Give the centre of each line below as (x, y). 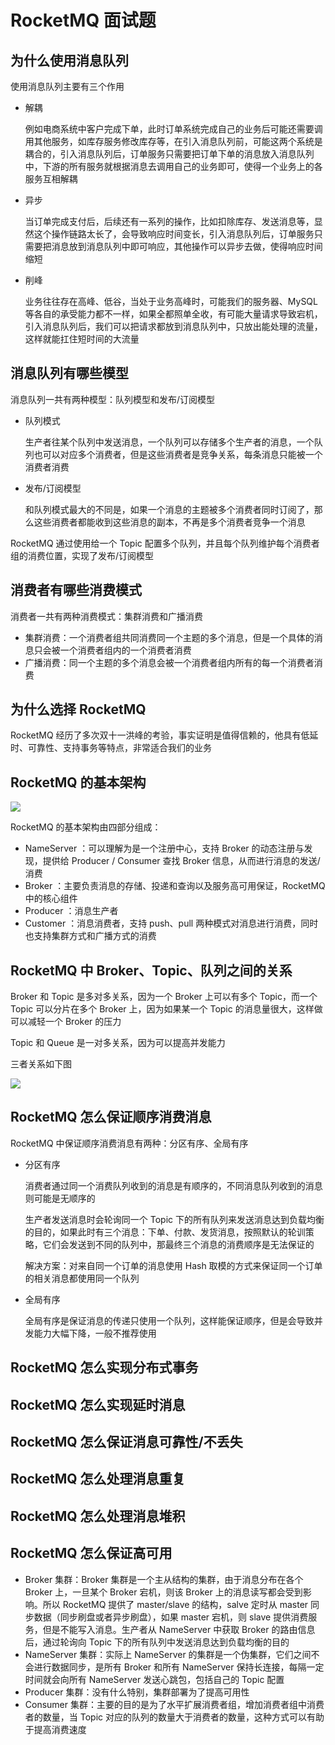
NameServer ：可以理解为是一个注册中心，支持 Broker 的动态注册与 (164, 848)
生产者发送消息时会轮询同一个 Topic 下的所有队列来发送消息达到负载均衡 (174, 1219)
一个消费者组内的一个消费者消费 (125, 650)
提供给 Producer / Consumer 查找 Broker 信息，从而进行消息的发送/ (181, 861)
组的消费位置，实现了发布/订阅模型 (82, 555)
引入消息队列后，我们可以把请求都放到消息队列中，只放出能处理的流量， (173, 326)
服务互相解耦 (51, 179)
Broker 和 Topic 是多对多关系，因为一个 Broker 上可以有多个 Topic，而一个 (164, 997)
